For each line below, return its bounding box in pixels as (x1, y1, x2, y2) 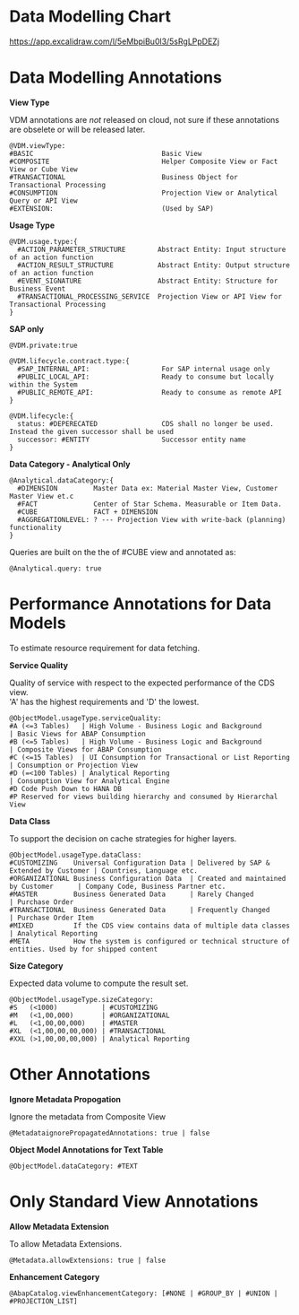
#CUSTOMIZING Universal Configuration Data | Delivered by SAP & (9, 858, 270, 867)
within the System (9, 379, 78, 389)
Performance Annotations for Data (9, 594, 272, 614)
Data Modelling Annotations (9, 67, 222, 88)
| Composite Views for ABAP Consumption (9, 745, 163, 754)
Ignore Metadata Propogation (9, 1093, 122, 1104)
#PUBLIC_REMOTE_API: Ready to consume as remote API (17, 388, 282, 396)
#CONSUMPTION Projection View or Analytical (9, 188, 278, 197)
